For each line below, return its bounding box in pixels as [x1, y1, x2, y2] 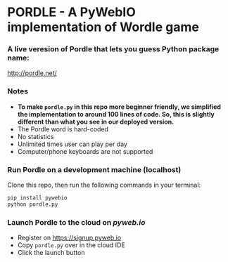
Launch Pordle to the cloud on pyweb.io [7, 217, 146, 227]
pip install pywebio [7, 195, 68, 202]
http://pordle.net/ [7, 69, 58, 77]
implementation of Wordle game [7, 19, 199, 35]
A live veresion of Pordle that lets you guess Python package [7, 44, 220, 54]
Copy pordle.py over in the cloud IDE [17, 241, 125, 249]
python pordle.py [7, 201, 58, 208]
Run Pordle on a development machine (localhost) [7, 164, 182, 174]
